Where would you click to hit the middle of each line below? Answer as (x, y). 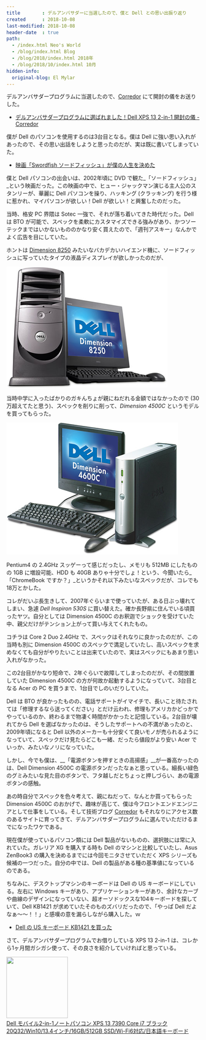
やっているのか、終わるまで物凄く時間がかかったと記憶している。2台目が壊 (102, 716)
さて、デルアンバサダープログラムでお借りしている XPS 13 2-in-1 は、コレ (100, 940)
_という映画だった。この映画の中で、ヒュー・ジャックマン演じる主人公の (99, 186)
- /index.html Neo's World (46, 45)
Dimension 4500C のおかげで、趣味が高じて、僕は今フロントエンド (91, 804)
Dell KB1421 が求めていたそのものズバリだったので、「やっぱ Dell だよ (109, 906)
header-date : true (33, 32)
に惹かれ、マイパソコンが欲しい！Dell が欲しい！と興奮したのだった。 (95, 201)
